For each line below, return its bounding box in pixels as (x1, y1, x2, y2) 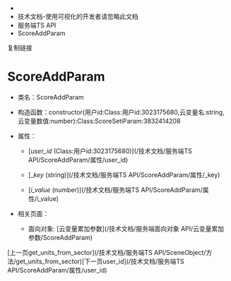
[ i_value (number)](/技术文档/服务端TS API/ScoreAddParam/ (28, 185, 203, 194)
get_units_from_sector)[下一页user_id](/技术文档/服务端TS (16, 257, 185, 265)
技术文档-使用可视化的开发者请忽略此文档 (17, 12, 139, 20)
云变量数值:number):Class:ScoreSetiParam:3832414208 (17, 116, 181, 125)
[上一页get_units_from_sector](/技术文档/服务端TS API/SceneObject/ (7, 248, 206, 256)
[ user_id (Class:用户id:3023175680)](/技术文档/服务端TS (28, 146, 192, 155)
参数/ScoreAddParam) (28, 233, 93, 241)
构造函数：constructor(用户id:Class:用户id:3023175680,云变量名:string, (17, 107, 225, 116)
